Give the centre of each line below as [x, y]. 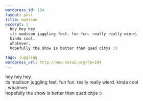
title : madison [21, 19]
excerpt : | [17, 24]
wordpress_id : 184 [25, 10]
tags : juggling [21, 57]
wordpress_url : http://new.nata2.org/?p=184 [53, 62]
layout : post [19, 15]
